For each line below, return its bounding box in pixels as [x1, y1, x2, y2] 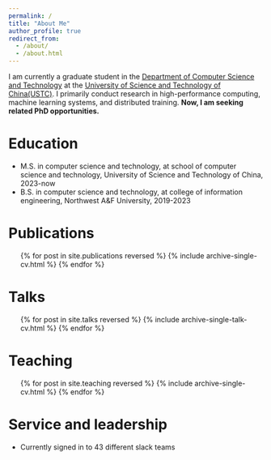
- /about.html [15, 49, 63, 57]
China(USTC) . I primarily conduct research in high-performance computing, [8, 89, 260, 98]
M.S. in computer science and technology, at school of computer [19, 161, 237, 171]
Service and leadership [8, 415, 167, 433]
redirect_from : [8, 34, 60, 43]
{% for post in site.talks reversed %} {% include [19, 314, 180, 324]
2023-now [19, 178, 56, 188]
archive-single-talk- [180, 314, 248, 324]
